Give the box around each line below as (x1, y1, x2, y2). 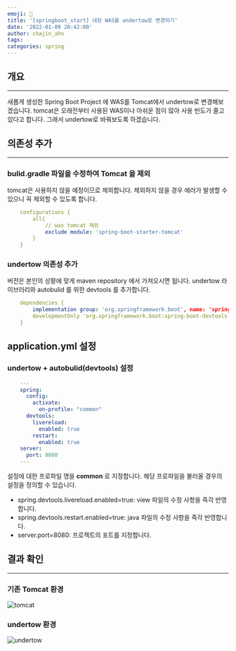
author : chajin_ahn (7, 30, 65, 37)
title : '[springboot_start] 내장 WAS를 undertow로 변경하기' (7, 17, 178, 24)
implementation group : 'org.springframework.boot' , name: (32, 306, 206, 313)
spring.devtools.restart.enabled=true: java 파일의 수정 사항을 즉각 (17, 513, 204, 522)
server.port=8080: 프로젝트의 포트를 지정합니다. (17, 531, 152, 539)
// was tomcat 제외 (44, 222, 100, 229)
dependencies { (20, 300, 65, 307)
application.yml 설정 (7, 341, 97, 353)
